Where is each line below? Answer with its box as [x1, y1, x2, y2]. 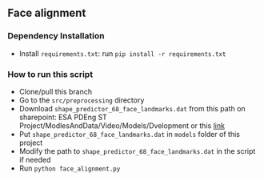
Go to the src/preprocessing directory [18, 95, 145, 105]
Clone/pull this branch [18, 86, 93, 96]
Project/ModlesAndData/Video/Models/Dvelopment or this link [18, 120, 226, 131]
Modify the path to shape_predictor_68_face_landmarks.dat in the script [18, 146, 256, 155]
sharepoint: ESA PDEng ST [18, 112, 107, 122]
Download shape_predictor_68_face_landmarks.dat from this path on [18, 103, 246, 113]
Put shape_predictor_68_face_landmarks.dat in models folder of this [18, 129, 241, 139]
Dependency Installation [7, 30, 105, 42]
